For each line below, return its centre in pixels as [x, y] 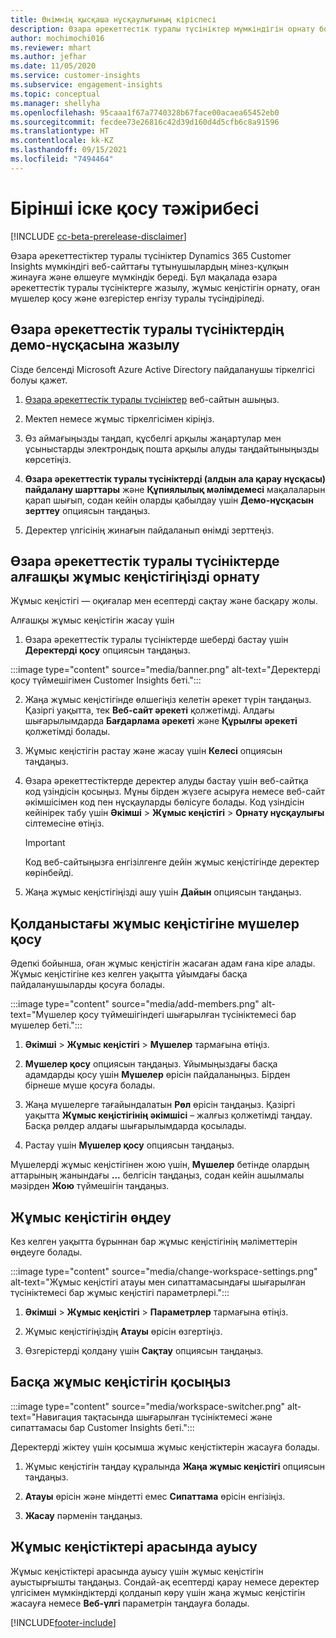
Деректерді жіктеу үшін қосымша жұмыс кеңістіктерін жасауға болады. [165, 1447]
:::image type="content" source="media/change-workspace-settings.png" [164, 1271]
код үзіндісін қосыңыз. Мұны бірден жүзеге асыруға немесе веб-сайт [175, 792]
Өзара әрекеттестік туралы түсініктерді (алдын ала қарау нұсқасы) [175, 478]
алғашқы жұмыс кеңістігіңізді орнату [135, 576]
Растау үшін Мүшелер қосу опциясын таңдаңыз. [129, 1145]
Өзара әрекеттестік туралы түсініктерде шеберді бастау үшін [156, 640]
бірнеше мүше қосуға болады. [90, 1085]
